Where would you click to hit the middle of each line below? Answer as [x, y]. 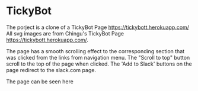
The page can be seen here [40, 82]
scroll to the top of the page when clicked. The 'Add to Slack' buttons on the [99, 64]
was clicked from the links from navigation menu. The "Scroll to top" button [98, 57]
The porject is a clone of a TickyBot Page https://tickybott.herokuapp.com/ [98, 27]
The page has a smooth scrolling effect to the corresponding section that [95, 51]
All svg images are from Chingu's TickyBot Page [65, 33]
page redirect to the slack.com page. [51, 70]
